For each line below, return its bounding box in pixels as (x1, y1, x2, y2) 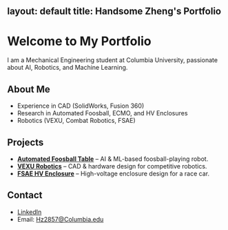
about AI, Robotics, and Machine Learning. (7, 64, 128, 72)
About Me (7, 83, 50, 95)
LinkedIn (17, 207, 42, 216)
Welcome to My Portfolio (7, 33, 152, 49)
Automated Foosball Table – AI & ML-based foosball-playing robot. (17, 155, 209, 163)
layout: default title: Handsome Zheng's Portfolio (7, 6, 222, 17)
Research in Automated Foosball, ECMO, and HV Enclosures (17, 109, 188, 117)
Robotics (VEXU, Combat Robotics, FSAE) (17, 117, 136, 125)
